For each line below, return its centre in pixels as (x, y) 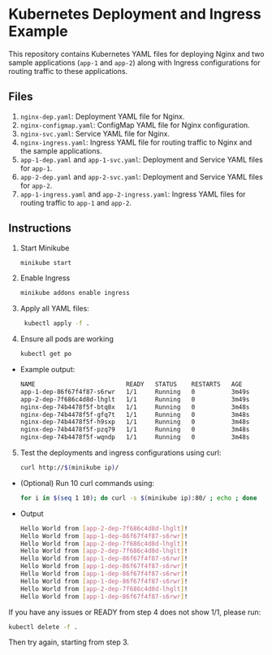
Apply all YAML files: (54, 309)
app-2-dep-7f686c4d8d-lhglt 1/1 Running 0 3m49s (135, 399)
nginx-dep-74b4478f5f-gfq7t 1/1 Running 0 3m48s (135, 414)
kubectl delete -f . (43, 627)
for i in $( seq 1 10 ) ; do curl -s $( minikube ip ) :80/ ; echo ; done (138, 498)
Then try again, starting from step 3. (69, 642)
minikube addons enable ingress (75, 293)
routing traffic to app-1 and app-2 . (76, 202)
